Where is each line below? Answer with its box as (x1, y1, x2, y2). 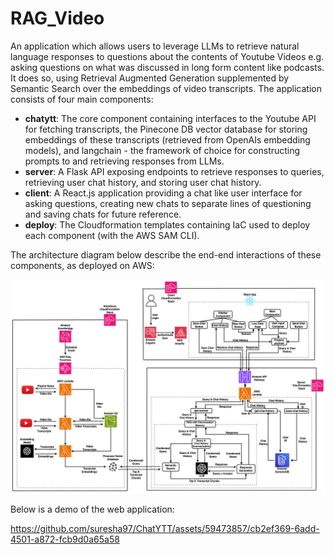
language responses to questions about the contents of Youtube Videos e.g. (10, 50, 325, 62)
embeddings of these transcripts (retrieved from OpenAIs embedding (24, 133, 311, 146)
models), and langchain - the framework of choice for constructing (24, 144, 301, 156)
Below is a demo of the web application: (10, 503, 175, 515)
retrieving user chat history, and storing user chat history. (24, 176, 262, 188)
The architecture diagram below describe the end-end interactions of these (10, 248, 322, 261)
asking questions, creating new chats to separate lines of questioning (24, 197, 312, 209)
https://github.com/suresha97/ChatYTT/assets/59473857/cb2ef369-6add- (10, 522, 320, 534)
